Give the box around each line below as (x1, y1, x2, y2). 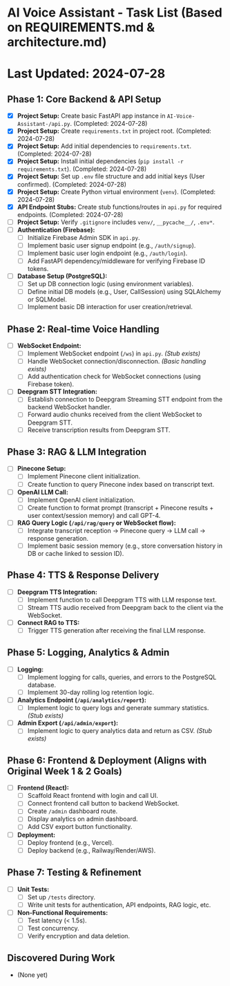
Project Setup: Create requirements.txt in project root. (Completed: (17, 127, 212, 136)
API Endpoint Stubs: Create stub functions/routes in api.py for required (17, 203, 222, 211)
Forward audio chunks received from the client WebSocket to (27, 410, 202, 419)
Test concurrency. (27, 924, 79, 932)
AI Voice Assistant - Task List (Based (7, 5, 222, 21)
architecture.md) (7, 35, 107, 50)
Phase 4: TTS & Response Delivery (7, 569, 160, 582)
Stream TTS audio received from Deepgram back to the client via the (27, 603, 224, 611)
